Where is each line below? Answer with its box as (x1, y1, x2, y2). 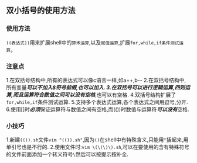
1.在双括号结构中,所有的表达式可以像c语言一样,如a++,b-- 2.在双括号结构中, (6, 77, 186, 84)
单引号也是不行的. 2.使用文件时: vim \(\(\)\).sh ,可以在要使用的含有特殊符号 (6, 144, 190, 151)
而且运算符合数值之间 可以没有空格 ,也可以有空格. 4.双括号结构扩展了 (12, 91, 176, 98)
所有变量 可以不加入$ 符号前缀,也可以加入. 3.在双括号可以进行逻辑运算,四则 (6, 84, 185, 91)
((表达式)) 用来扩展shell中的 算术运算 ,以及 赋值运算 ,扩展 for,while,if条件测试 (6, 39, 179, 46)
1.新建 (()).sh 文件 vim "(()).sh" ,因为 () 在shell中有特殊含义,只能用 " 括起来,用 (6, 136, 189, 143)
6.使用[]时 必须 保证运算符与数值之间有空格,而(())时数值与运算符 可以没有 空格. (6, 106, 189, 113)
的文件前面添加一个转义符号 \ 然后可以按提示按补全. (6, 151, 129, 158)
